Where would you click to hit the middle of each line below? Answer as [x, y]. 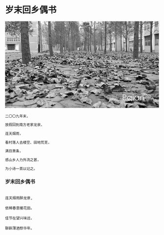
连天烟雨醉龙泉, [19, 198]
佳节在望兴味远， [20, 218]
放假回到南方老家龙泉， [25, 125]
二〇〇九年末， [18, 116]
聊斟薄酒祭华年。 [20, 228]
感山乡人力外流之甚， [23, 160]
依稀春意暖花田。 [20, 208]
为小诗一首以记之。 [21, 169]
